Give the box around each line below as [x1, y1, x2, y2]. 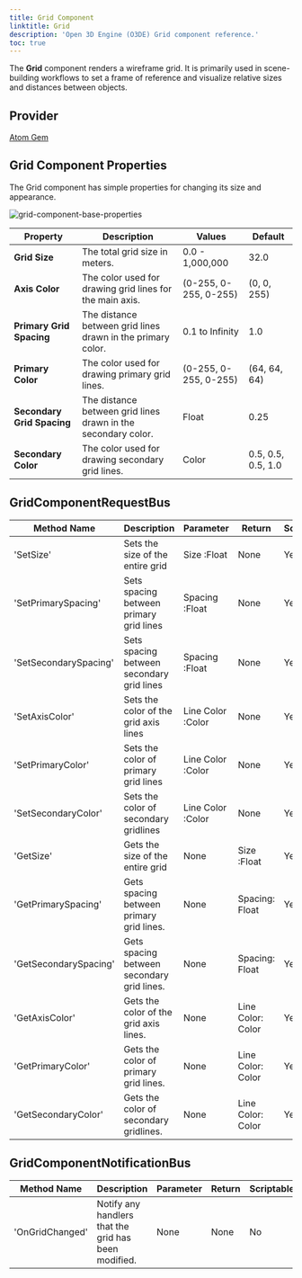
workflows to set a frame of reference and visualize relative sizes [40, 73, 283, 84]
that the [96, 1220, 129, 1232]
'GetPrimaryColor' [13, 1059, 91, 1072]
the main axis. [82, 293, 141, 306]
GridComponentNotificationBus [9, 1156, 191, 1171]
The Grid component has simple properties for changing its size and [9, 182, 262, 192]
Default [252, 230, 285, 243]
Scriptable [249, 1182, 295, 1194]
